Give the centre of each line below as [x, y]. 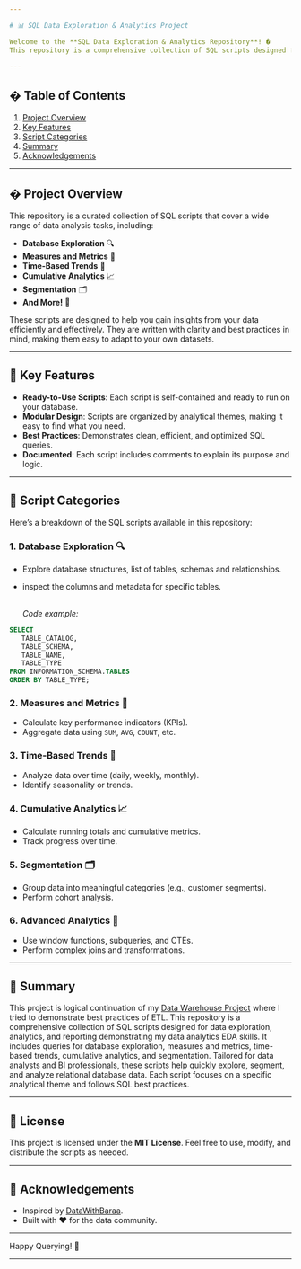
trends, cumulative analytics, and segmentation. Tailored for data [154, 1056]
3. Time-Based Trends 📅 [63, 756]
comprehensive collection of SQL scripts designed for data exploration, [141, 1027]
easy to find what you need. [73, 426]
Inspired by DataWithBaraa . [73, 1211]
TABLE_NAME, [43, 655]
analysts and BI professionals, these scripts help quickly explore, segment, [147, 1065]
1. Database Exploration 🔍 [67, 546]
